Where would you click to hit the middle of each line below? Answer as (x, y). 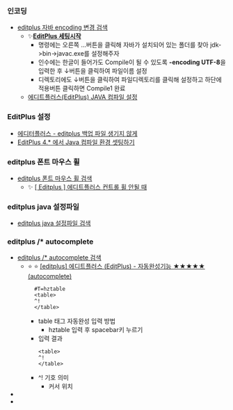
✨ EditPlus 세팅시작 (54, 36)
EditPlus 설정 (29, 117)
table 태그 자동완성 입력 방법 (77, 321)
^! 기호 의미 (54, 378)
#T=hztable (50, 289)
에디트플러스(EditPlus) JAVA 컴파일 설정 (82, 97)
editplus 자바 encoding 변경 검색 (62, 27)
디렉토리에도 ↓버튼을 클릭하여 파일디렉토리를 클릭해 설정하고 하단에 (130, 80)
